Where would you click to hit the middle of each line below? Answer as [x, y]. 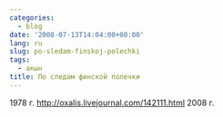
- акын [30, 69]
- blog [30, 26]
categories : [32, 18]
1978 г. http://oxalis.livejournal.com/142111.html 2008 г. [112, 102]
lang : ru [26, 43]
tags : [20, 60]
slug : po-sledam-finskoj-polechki [75, 52]
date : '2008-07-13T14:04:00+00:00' [77, 34]
